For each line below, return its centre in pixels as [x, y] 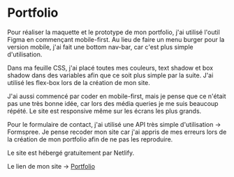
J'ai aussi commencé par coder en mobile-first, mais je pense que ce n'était [117, 96]
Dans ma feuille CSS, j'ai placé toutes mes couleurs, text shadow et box [110, 68]
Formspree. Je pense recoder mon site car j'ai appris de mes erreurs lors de [117, 132]
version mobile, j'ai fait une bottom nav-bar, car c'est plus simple [100, 47]
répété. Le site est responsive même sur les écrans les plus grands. [104, 111]
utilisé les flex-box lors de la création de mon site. [79, 82]
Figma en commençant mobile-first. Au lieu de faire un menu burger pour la [116, 39]
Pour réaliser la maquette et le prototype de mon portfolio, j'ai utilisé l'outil [114, 32]
